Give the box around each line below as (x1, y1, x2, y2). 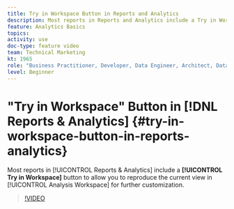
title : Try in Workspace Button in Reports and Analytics (7, 10, 179, 17)
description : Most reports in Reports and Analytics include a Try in (7, 17, 217, 24)
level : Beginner (7, 68, 54, 75)
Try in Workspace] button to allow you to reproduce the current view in (7, 173, 212, 182)
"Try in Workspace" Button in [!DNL (7, 98, 218, 114)
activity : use (7, 36, 49, 43)
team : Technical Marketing (7, 49, 86, 56)
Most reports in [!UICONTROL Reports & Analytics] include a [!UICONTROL (7, 166, 223, 174)
